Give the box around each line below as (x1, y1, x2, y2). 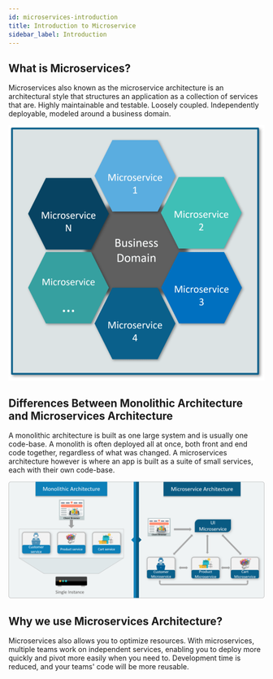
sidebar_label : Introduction (8, 30, 107, 38)
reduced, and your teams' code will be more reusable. (8, 662, 189, 672)
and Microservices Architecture (8, 409, 173, 423)
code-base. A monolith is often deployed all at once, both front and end (8, 439, 248, 449)
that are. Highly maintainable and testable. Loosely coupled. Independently (8, 100, 259, 110)
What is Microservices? (8, 61, 132, 75)
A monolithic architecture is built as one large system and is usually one (8, 431, 249, 441)
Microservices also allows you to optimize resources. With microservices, (8, 636, 254, 646)
